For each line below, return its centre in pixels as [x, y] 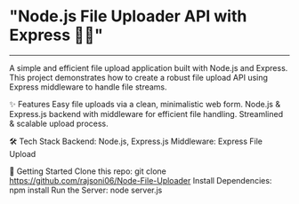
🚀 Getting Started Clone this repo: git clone [88, 171]
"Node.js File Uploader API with [128, 16]
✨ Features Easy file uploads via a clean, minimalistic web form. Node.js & [145, 104]
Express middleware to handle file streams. [88, 87]
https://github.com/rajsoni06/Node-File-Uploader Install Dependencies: [141, 180]
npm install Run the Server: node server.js [86, 190]
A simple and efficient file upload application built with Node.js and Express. [149, 67]
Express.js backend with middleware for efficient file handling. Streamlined [146, 114]
